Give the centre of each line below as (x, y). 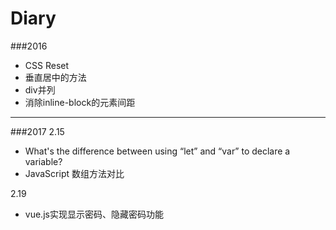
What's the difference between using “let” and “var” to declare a (157, 151)
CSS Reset (47, 65)
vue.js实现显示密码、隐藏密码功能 (94, 214)
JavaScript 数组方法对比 (74, 173)
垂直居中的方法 (55, 77)
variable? (43, 161)
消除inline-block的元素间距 (80, 102)
